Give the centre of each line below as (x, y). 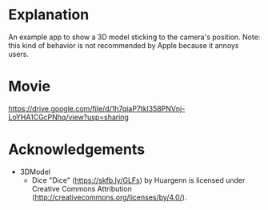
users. (19, 54)
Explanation (49, 15)
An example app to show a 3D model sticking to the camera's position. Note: (134, 37)
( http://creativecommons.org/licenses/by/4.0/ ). (109, 197)
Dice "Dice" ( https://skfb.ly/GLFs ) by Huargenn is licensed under (138, 180)
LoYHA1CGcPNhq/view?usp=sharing (69, 117)
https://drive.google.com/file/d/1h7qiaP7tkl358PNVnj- (97, 108)
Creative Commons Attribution (82, 188)
